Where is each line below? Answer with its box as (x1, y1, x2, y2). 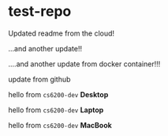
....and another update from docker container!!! (8, 59, 161, 69)
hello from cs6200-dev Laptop (8, 105, 104, 115)
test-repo (8, 2, 72, 21)
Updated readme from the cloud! (8, 28, 115, 38)
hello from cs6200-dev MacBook (8, 120, 112, 130)
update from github (8, 74, 71, 84)
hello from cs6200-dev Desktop (8, 89, 109, 99)
